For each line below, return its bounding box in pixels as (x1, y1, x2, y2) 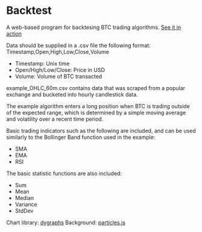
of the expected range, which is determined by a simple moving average (6, 109, 186, 116)
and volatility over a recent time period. (6, 115, 104, 123)
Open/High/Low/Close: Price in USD (14, 66, 106, 73)
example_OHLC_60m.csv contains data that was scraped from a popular (6, 84, 186, 91)
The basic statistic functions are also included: (6, 170, 122, 177)
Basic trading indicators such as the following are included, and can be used (6, 127, 196, 134)
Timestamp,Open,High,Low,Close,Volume (6, 48, 110, 55)
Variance (14, 201, 37, 208)
